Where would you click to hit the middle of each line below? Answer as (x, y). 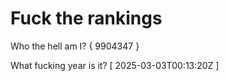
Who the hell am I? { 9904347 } (75, 46)
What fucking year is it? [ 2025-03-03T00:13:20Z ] (115, 65)
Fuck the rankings (86, 18)
